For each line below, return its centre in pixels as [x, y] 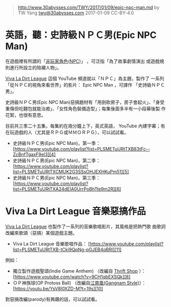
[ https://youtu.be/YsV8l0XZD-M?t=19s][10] [58, 289]
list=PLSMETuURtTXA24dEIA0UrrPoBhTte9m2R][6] [67, 189]
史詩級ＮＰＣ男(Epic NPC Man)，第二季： [57, 160]
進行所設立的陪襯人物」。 [35, 67]
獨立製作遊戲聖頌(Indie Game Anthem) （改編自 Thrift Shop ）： [79, 271]
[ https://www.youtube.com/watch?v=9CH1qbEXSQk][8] [71, 277]
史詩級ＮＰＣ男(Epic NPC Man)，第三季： [57, 178]
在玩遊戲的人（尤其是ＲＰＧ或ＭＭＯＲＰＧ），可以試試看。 [67, 132]
